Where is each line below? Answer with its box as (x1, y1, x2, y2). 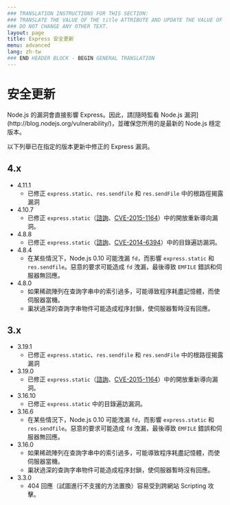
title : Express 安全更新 (7, 36, 74, 43)
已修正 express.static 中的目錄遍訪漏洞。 (27, 400, 146, 408)
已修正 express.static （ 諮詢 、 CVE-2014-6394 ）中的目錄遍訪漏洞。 (27, 238, 221, 246)
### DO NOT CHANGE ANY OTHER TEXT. (7, 23, 109, 30)
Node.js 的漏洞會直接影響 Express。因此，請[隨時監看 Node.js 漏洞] (7, 111, 199, 119)
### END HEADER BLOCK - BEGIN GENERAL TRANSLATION (7, 55, 155, 62)
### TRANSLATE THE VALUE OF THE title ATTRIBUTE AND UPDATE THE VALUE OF (7, 16, 223, 23)
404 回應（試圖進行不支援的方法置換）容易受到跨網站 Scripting (27, 482, 207, 490)
